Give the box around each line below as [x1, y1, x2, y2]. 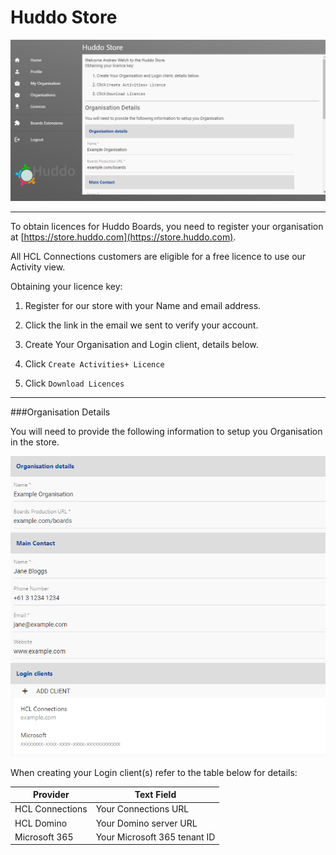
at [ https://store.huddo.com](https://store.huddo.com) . [10, 231, 237, 243]
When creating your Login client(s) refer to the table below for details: [10, 766, 298, 778]
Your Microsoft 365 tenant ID [95, 831, 216, 843]
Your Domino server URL [95, 817, 198, 829]
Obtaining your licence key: [10, 280, 123, 292]
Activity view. [10, 261, 66, 273]
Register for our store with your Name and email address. [24, 299, 262, 311]
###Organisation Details [10, 406, 111, 418]
